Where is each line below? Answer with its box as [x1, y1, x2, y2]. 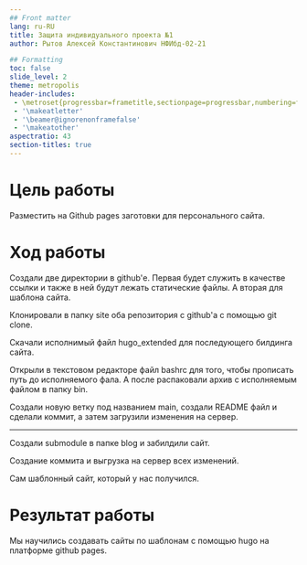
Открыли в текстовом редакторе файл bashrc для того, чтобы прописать [9, 364, 294, 375]
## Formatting [9, 56, 64, 65]
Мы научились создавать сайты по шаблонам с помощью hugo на [9, 535, 270, 546]
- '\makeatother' [13, 123, 79, 133]
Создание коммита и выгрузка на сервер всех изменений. [9, 454, 239, 466]
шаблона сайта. [9, 292, 71, 303]
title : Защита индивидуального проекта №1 [9, 30, 174, 39]
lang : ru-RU [9, 22, 55, 31]
